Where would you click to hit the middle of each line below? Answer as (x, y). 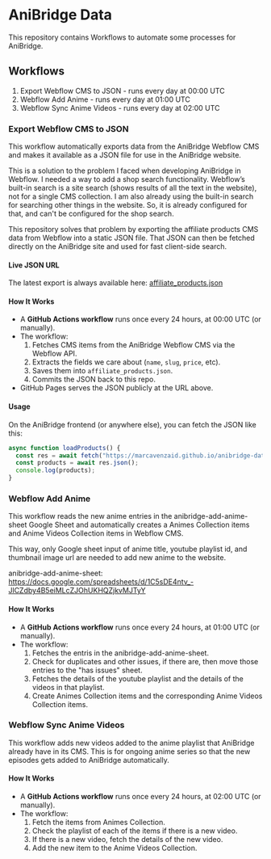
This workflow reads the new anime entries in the (90, 516)
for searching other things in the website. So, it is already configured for (128, 205)
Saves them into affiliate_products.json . (102, 371)
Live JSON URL (34, 265)
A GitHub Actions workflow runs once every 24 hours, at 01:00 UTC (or (140, 627)
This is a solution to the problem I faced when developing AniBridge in (125, 171)
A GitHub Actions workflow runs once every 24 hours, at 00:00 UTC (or (141, 319)
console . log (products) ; (55, 470)
